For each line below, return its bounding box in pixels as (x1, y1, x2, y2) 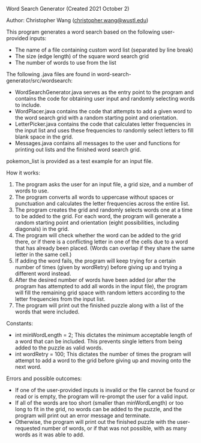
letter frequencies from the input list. (14, 296, 106, 302)
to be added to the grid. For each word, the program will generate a (14, 213, 182, 219)
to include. (14, 101, 41, 109)
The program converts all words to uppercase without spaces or (14, 194, 174, 200)
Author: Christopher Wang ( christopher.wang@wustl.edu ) (6, 17, 149, 23)
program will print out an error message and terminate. (14, 412, 151, 419)
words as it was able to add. (14, 431, 85, 438)
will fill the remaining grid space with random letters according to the (14, 289, 185, 296)
